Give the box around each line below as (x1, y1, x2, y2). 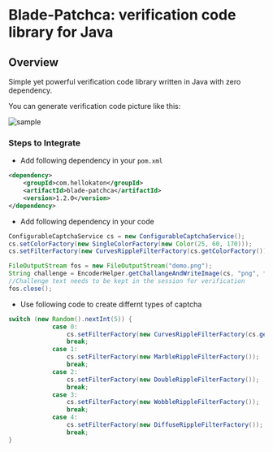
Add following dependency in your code (19, 216, 154, 226)
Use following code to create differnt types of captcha (19, 299, 202, 309)
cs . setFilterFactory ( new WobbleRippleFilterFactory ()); (66, 398, 260, 406)
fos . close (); (8, 285, 53, 293)
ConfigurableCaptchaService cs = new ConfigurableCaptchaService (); (8, 232, 245, 241)
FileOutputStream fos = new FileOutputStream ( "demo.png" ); (8, 262, 213, 270)
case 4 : (51, 413, 79, 422)
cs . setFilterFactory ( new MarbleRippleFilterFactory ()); (66, 353, 260, 361)
